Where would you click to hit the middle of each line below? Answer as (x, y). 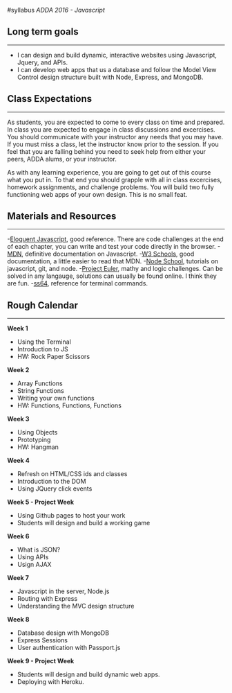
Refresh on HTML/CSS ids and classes (72, 474)
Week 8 (18, 620)
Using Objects (37, 432)
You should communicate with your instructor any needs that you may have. (115, 137)
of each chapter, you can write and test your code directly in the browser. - (114, 247)
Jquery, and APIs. (42, 62)
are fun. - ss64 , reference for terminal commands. (78, 283)
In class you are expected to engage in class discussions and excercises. (111, 129)
